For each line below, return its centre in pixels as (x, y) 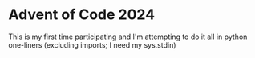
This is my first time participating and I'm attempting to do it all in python (128, 37)
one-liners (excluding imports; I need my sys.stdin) (92, 44)
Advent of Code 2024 (81, 15)
